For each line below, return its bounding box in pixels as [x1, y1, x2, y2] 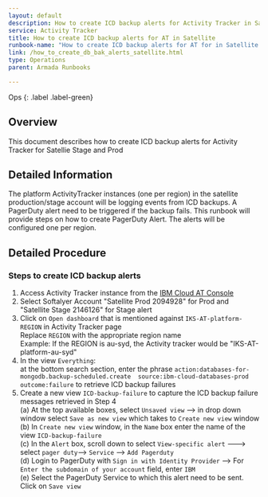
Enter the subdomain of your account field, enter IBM [19, 464, 195, 474]
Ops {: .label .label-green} [8, 92, 93, 102]
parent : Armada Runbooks [8, 64, 91, 72]
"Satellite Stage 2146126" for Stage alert [19, 305, 153, 315]
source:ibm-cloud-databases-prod [138, 373, 249, 381]
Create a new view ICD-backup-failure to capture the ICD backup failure [19, 388, 258, 398]
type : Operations [8, 57, 66, 65]
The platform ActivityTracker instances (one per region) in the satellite [8, 189, 238, 199]
